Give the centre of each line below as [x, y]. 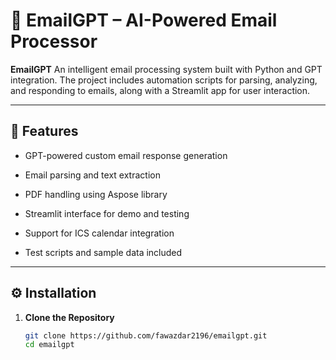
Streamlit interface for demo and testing [107, 213]
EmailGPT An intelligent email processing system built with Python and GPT [166, 69]
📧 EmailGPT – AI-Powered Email [144, 20]
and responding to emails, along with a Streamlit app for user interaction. [160, 90]
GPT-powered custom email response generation [126, 155]
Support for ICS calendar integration [99, 233]
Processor [54, 41]
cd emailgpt [49, 345]
